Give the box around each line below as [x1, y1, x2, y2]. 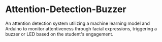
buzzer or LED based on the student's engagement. [5, 31, 113, 37]
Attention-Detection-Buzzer [5, 4, 126, 15]
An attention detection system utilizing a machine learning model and [5, 20, 150, 26]
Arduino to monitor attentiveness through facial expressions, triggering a [5, 25, 157, 31]
